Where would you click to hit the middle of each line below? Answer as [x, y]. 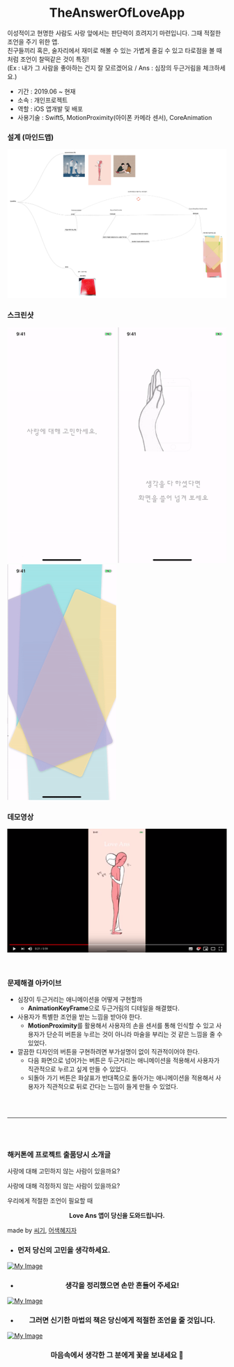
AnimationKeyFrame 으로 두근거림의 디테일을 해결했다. [103, 1008]
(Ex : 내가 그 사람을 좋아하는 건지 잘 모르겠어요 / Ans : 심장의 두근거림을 [104, 68]
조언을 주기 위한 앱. [33, 41]
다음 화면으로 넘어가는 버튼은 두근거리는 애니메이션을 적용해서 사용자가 [124, 1060]
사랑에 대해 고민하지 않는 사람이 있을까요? [64, 1171]
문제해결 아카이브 [34, 983]
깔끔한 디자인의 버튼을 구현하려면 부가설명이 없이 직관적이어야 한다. [108, 1052]
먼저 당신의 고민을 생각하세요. [64, 1251]
